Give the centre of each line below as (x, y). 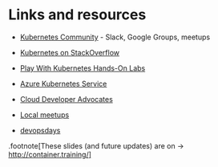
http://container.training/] (50, 154)
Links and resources (77, 15)
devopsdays (40, 130)
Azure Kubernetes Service (63, 83)
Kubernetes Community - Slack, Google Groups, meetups (115, 37)
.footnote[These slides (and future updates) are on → (96, 145)
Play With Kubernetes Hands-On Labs (83, 68)
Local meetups (44, 115)
